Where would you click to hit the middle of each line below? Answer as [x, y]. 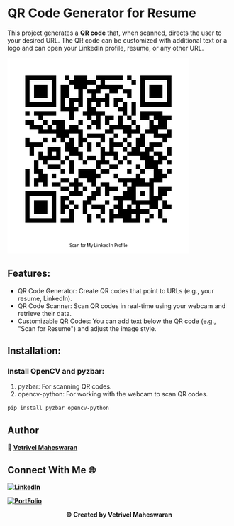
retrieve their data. [45, 313]
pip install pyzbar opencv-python [58, 408]
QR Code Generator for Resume [102, 13]
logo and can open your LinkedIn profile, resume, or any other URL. [106, 48]
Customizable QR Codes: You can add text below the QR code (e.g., [117, 321]
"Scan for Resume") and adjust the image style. [87, 328]
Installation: [34, 351]
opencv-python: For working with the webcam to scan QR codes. [113, 394]
